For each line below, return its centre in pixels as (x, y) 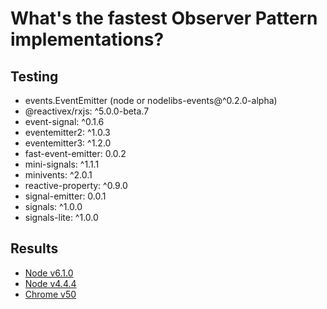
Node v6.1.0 (49, 273)
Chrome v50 (50, 294)
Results (34, 248)
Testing (34, 76)
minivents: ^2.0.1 (58, 175)
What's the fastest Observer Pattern (164, 18)
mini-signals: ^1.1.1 (62, 164)
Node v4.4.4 (50, 283)
